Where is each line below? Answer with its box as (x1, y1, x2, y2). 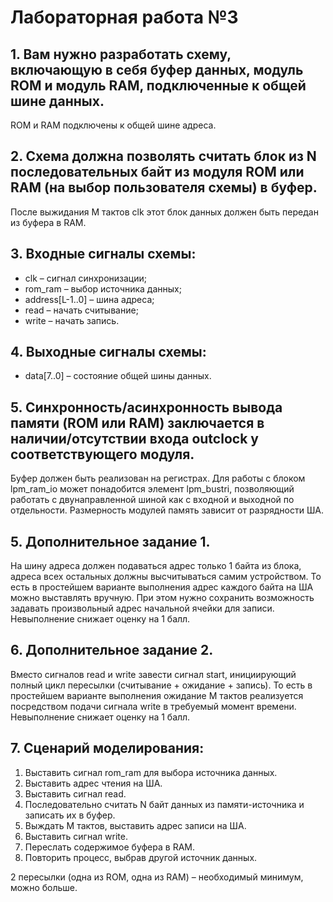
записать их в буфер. (24, 809, 116, 821)
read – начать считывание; (24, 304, 139, 316)
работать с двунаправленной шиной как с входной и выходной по (10, 494, 295, 506)
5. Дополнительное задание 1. (10, 533, 211, 550)
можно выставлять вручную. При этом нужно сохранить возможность (10, 592, 315, 604)
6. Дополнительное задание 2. (10, 642, 214, 659)
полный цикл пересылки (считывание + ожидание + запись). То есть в (10, 679, 313, 691)
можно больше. (10, 881, 78, 893)
